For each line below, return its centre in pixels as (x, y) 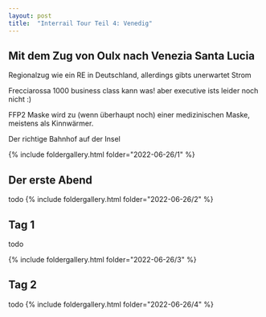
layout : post (30, 16)
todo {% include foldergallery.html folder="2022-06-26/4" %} (111, 304)
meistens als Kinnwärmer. (51, 124)
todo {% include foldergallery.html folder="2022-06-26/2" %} (111, 200)
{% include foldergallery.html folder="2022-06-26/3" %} (102, 259)
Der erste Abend (50, 180)
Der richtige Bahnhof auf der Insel (64, 139)
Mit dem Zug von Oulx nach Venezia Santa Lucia (132, 56)
